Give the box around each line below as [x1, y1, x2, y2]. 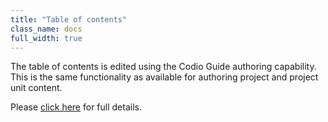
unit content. [10, 82, 63, 94]
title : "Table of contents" [10, 14, 128, 25]
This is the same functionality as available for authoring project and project [10, 71, 319, 83]
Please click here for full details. [10, 101, 142, 113]
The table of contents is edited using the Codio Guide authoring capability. [10, 61, 317, 73]
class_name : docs [10, 24, 83, 34]
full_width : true [10, 33, 83, 43]
